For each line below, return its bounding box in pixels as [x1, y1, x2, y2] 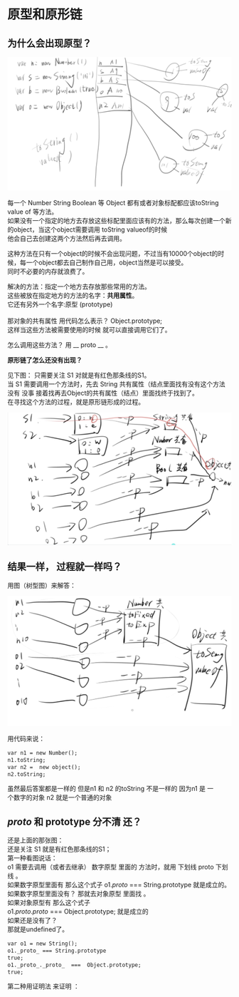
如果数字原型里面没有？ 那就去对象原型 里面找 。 [7, 889, 150, 898]
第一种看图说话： [7, 854, 58, 862]
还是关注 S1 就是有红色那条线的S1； [7, 845, 112, 854]
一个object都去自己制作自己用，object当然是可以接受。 [26, 258, 188, 267]
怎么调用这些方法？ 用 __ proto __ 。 [7, 340, 112, 349]
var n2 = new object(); [7, 763, 81, 770]
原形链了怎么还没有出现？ [7, 356, 83, 364]
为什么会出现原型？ [7, 37, 92, 49]
